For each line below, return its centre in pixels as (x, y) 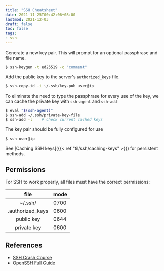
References (24, 245)
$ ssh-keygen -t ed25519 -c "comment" (46, 67)
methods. (15, 154)
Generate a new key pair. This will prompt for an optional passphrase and (81, 52)
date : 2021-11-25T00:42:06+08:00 (40, 15)
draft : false (19, 24)
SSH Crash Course (32, 257)
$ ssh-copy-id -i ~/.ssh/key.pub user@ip (50, 86)
